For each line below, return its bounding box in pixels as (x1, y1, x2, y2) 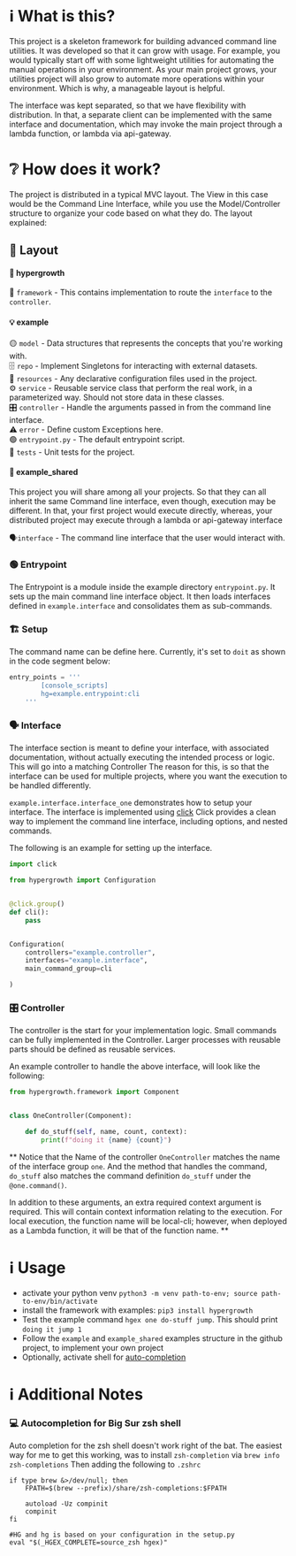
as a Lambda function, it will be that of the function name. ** (9, 1225, 230, 1236)
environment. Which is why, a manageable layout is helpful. (9, 82, 225, 93)
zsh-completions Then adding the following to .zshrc (9, 1460, 201, 1470)
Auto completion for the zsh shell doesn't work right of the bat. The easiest (9, 1440, 283, 1451)
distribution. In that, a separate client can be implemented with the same (9, 109, 272, 119)
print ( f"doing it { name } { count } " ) (41, 1135, 172, 1145)
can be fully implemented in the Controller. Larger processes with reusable (9, 1035, 281, 1046)
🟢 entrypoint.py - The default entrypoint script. (9, 433, 186, 444)
